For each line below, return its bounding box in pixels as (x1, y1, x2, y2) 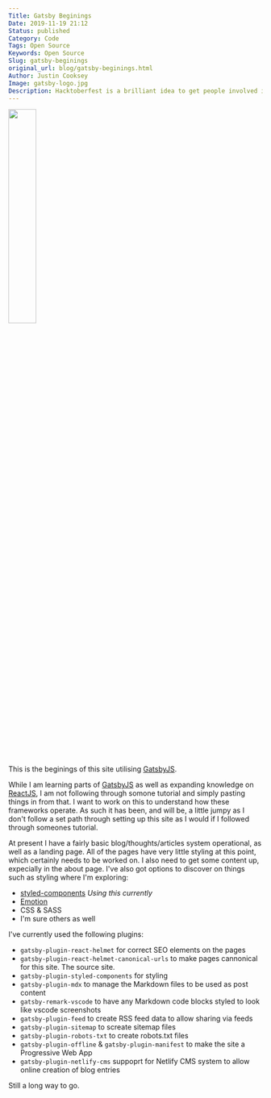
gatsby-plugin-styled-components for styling (19, 971, 168, 980)
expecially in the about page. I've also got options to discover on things (8, 864, 245, 874)
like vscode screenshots (19, 1005, 102, 1015)
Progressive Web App (19, 1048, 93, 1058)
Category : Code (8, 34, 60, 43)
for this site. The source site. (19, 963, 115, 972)
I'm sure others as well (19, 914, 96, 924)
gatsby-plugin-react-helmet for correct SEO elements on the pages (19, 945, 246, 955)
